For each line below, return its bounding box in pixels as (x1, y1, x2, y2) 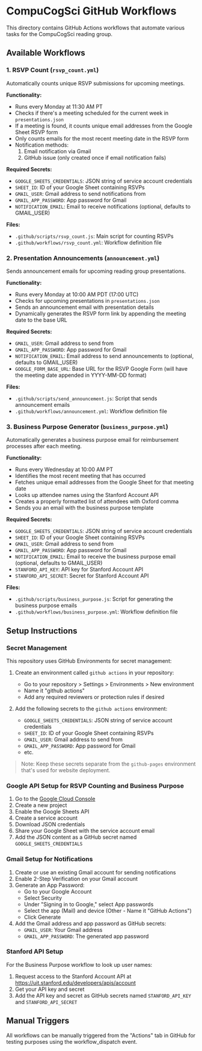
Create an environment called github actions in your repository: (14, 669, 174, 676)
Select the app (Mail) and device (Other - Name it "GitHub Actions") (23, 907, 192, 914)
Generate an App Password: (14, 882, 85, 889)
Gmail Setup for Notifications (6, 855, 93, 864)
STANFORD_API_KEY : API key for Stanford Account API (14, 566, 144, 573)
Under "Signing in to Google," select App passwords (23, 900, 154, 908)
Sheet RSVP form (14, 128, 58, 136)
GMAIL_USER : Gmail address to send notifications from (14, 190, 146, 197)
